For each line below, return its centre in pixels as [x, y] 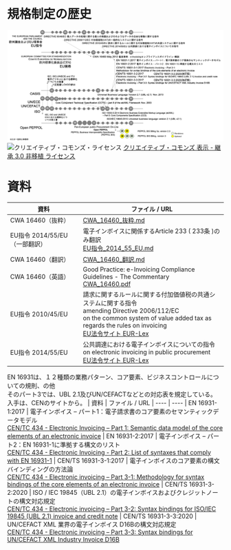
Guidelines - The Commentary [126, 276]
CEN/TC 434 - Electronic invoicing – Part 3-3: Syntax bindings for [100, 532]
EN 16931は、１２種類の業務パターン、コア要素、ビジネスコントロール [107, 377]
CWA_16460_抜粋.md [114, 220]
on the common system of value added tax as [147, 318]
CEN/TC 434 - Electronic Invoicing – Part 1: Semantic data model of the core [115, 427]
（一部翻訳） [28, 244]
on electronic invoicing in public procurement [147, 352]
